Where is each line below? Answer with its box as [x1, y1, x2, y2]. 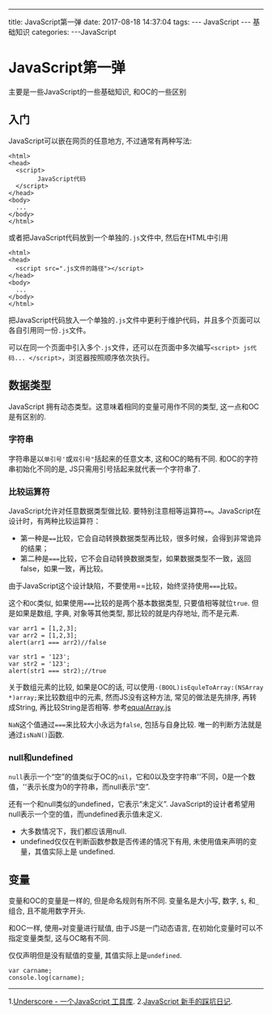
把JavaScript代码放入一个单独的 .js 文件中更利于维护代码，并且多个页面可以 [8, 315, 261, 325]
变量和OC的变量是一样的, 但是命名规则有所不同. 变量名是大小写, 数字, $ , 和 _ [8, 896, 260, 905]
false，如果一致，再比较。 [19, 564, 108, 573]
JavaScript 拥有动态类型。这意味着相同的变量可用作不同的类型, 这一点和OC [8, 402, 260, 411]
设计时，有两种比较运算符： [8, 516, 101, 526]
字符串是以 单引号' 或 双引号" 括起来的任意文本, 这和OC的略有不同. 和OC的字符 [8, 454, 259, 463]
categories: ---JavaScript [31, 28, 117, 36]
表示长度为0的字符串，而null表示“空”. [27, 782, 151, 792]
